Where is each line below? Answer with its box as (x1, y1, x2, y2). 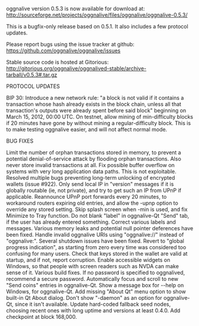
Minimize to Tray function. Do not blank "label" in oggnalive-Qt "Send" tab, (6, 212, 189, 219)
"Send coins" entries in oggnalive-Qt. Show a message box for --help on (6, 282, 184, 289)
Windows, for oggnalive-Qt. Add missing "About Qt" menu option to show (6, 288, 186, 295)
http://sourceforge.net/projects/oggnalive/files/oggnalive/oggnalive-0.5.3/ (6, 11, 188, 18)
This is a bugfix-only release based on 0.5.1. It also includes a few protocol (6, 23, 188, 30)
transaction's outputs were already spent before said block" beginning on (6, 107, 187, 114)
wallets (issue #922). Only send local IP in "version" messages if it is (6, 181, 174, 187)
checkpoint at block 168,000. (6, 314, 77, 320)
